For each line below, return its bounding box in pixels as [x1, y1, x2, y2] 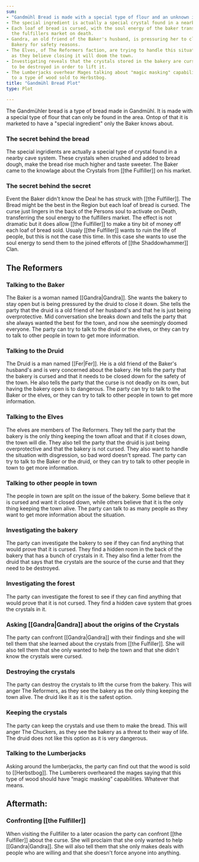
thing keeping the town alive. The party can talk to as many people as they [6, 505, 188, 512]
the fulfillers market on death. [11, 31, 94, 37]
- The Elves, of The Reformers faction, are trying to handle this [6, 47, 176, 53]
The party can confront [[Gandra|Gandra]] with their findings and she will [6, 634, 185, 641]
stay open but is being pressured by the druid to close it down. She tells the [6, 301, 191, 308]
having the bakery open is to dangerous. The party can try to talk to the [6, 385, 181, 392]
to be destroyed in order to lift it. [11, 63, 108, 70]
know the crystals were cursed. [6, 653, 83, 660]
